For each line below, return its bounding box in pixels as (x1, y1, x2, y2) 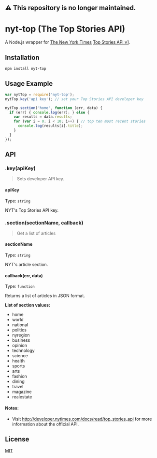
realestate (12, 394, 32, 400)
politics (12, 327, 27, 333)
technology (12, 347, 35, 353)
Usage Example (5, 79, 53, 88)
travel (12, 384, 24, 390)
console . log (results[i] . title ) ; (17, 124, 83, 128)
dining (12, 379, 25, 384)
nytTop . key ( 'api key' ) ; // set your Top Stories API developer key (5, 96, 144, 101)
